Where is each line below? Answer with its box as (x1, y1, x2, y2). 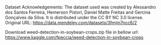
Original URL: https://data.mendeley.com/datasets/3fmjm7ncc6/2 (5, 20, 137, 25)
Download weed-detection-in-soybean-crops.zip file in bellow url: (5, 29, 139, 35)
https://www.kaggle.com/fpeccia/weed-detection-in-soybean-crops (5, 34, 144, 40)
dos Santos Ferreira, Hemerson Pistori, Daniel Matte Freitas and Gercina (5, 9, 151, 15)
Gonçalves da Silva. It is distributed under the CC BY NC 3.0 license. (5, 15, 144, 20)
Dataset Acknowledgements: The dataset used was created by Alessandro (5, 4, 156, 10)
